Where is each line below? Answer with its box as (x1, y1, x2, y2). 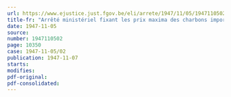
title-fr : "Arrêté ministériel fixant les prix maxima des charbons (7, 16, 208, 23)
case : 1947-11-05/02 (7, 48, 67, 55)
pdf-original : (7, 73, 48, 81)
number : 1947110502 (7, 36, 63, 42)
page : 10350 (7, 42, 41, 48)
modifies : (7, 67, 36, 74)
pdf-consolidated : (7, 80, 60, 87)
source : (7, 29, 30, 36)
